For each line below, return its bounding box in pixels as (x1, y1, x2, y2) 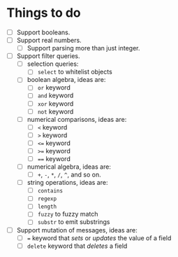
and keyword (37, 91, 74, 99)
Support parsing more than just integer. (27, 44, 140, 53)
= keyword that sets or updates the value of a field (27, 233, 172, 242)
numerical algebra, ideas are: (27, 162, 111, 171)
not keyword (37, 107, 74, 116)
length (37, 203, 57, 211)
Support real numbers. (16, 36, 82, 44)
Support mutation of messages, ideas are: (16, 225, 138, 234)
